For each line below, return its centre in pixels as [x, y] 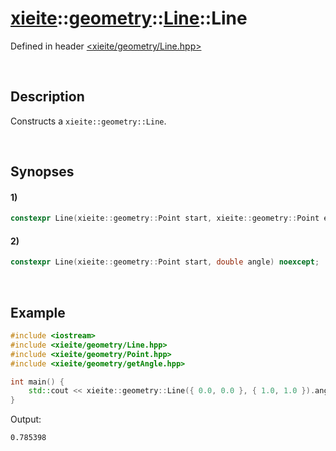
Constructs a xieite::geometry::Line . [88, 121]
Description [47, 97]
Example [38, 312]
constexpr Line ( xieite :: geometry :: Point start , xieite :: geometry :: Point [165, 218]
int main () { [37, 382]
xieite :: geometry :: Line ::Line [129, 18]
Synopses [42, 172]
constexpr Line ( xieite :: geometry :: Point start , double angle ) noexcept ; [165, 262]
